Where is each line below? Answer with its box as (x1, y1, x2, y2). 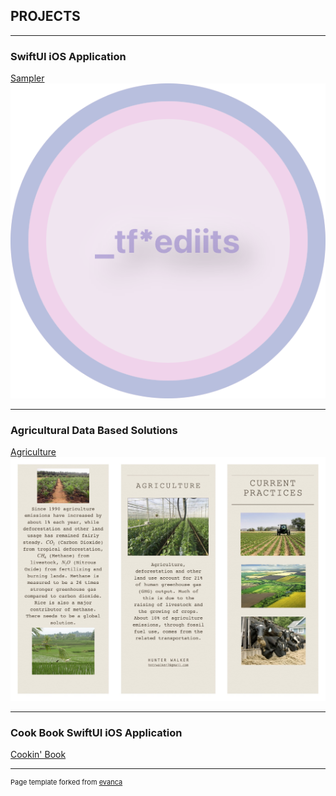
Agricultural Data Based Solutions (10, 424, 178, 438)
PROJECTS (10, 8, 81, 25)
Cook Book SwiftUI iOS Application (10, 725, 183, 739)
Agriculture (10, 446, 57, 458)
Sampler (10, 72, 45, 84)
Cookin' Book (10, 749, 67, 761)
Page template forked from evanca (10, 777, 123, 788)
